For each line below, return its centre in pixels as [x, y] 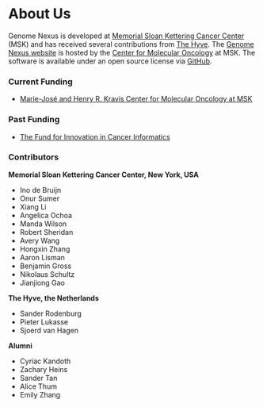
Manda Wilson [43, 224]
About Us [40, 14]
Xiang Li [33, 206]
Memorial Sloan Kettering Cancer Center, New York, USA [104, 175]
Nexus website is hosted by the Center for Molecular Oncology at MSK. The [132, 52]
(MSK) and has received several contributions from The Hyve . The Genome [131, 44]
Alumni [21, 345]
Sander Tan [38, 378]
